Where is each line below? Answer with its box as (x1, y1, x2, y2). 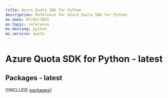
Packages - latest (5, 73, 63, 82)
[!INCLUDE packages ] (5, 87, 52, 93)
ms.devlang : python (5, 27, 47, 32)
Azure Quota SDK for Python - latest (5, 53, 163, 65)
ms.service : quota (5, 31, 45, 36)
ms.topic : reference (5, 21, 50, 27)
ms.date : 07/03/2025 (5, 17, 50, 22)
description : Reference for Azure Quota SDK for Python (5, 12, 127, 17)
